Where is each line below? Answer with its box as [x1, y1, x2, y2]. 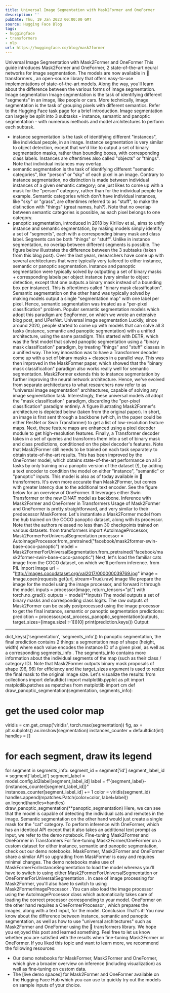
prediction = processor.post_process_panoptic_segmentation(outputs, [12, 613, 159, 620]
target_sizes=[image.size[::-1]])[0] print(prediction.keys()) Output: [12, 619, 150, 625]
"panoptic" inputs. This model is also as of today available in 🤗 [12, 473, 143, 480]
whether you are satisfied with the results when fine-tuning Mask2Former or [5, 934, 164, 940]
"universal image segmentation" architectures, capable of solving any [12, 387, 158, 393]
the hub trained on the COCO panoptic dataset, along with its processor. [12, 516, 163, 523]
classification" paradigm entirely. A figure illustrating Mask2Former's [12, 403, 156, 409]
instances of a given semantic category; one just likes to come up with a [12, 182, 163, 188]
